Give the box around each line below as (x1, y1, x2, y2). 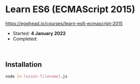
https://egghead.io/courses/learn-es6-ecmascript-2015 (5, 20, 123, 26)
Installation (5, 60, 42, 69)
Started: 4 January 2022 (12, 30, 66, 36)
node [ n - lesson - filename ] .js (5, 74, 68, 79)
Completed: (12, 36, 38, 42)
